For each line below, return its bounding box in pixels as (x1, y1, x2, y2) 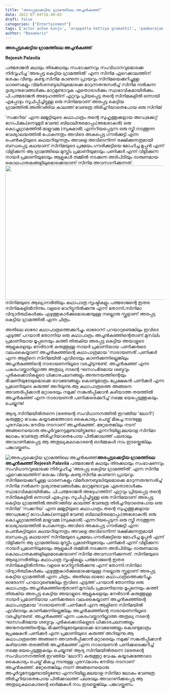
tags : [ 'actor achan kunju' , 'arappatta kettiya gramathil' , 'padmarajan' (5, 26, 166, 31)
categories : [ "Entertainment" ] (5, 21, 71, 27)
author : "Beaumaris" (5, 31, 49, 36)
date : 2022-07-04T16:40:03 (5, 12, 62, 17)
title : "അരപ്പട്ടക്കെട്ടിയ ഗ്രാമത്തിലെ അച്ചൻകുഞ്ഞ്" (5, 7, 102, 13)
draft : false (5, 17, 33, 22)
